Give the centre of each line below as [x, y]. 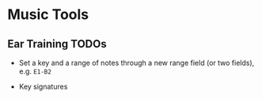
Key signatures [43, 86]
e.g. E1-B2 [35, 71]
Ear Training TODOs [57, 44]
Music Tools [48, 15]
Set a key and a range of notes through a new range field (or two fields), [137, 63]
